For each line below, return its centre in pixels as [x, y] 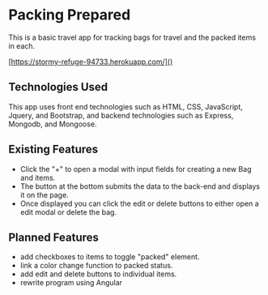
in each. [22, 45]
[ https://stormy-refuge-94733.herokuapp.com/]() [91, 62]
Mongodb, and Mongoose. [53, 124]
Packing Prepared [70, 15]
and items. [38, 177]
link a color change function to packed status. [96, 266]
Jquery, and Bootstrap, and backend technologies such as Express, [121, 115]
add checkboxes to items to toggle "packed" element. [110, 257]
